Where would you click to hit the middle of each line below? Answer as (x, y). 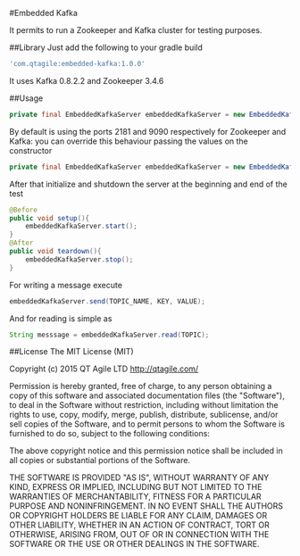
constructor (31, 150)
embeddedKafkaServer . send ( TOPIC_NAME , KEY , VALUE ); (107, 301)
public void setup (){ (50, 218)
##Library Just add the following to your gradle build (106, 47)
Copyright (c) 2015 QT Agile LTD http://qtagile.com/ (104, 369)
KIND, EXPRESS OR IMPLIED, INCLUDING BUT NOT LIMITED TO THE (136, 487)
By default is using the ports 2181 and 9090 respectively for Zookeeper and (148, 131)
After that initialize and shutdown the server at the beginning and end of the (148, 184)
